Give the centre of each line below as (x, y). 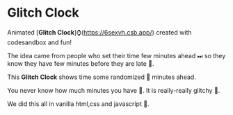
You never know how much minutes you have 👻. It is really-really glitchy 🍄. (114, 90)
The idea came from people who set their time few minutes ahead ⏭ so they (116, 55)
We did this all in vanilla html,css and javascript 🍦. (78, 104)
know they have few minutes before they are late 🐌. (81, 63)
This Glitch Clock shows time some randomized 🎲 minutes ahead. (102, 77)
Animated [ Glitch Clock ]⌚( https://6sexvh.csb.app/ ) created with (99, 32)
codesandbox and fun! (39, 42)
